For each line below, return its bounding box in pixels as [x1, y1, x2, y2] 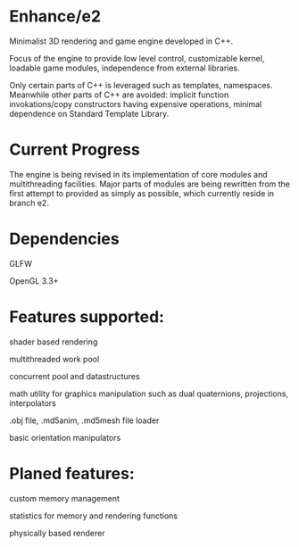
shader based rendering [9, 336, 98, 347]
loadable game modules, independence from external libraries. [9, 62, 241, 73]
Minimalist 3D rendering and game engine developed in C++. [9, 36, 234, 46]
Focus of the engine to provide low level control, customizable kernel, [9, 53, 265, 63]
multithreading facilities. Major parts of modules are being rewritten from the [9, 178, 290, 189]
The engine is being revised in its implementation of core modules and [9, 169, 268, 179]
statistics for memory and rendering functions [9, 510, 179, 521]
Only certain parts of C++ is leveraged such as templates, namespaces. [9, 79, 274, 90]
